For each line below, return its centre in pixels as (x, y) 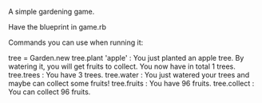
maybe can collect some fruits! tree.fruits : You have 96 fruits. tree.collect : (131, 83)
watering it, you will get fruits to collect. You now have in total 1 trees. (122, 66)
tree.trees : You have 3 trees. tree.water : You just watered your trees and (129, 75)
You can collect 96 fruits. (50, 92)
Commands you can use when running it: (76, 42)
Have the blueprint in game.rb (57, 27)
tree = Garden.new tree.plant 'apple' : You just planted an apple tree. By (126, 58)
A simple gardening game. (52, 12)
